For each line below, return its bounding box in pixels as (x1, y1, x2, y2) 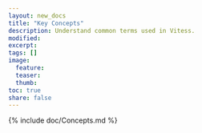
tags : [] (8, 49, 38, 57)
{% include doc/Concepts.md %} (8, 115, 118, 125)
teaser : (15, 71, 42, 79)
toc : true (8, 86, 42, 95)
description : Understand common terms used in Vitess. (8, 26, 196, 34)
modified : (8, 34, 42, 42)
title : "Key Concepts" (8, 19, 84, 27)
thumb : (15, 79, 38, 87)
